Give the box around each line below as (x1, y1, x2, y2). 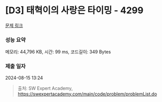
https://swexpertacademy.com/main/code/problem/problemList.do (17, 91, 157, 97)
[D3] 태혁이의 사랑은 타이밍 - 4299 (5, 5, 144, 16)
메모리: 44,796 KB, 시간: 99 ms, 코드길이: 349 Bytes (5, 49, 111, 55)
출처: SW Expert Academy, (17, 85, 73, 91)
